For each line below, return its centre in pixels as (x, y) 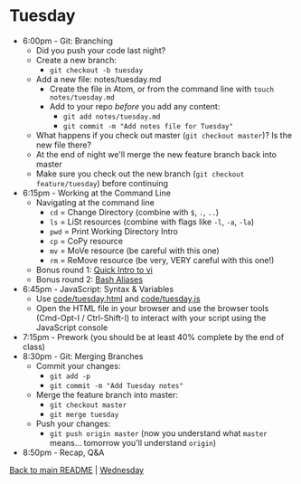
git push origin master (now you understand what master (159, 433)
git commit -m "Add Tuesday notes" (116, 385)
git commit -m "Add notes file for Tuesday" (148, 126)
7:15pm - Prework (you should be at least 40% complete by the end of (153, 337)
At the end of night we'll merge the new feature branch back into (156, 154)
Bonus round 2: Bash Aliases (89, 279)
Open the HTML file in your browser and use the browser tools (152, 308)
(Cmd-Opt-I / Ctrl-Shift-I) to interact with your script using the (151, 318)
